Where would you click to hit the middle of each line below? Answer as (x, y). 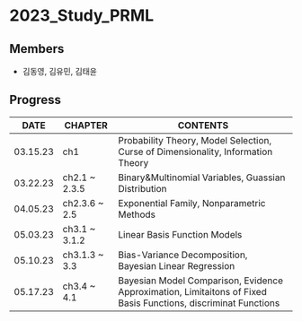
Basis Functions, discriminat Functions (199, 303)
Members (37, 49)
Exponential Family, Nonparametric (192, 203)
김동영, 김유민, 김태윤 (59, 71)
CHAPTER (86, 125)
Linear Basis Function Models (180, 234)
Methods (137, 214)
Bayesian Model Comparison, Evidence (200, 281)
